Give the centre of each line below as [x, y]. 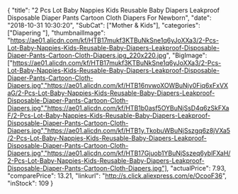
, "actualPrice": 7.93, [197, 168]
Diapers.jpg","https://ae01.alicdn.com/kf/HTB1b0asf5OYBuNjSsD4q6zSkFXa [118, 108]
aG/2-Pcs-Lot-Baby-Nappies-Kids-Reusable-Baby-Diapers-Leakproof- [111, 93]
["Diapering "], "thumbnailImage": [57, 33]
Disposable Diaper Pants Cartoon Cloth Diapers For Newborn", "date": [109, 18]
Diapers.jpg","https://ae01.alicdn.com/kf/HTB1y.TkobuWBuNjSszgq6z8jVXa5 [119, 131]
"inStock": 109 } [30, 183]
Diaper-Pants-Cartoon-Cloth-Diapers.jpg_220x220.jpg [87, 55]
